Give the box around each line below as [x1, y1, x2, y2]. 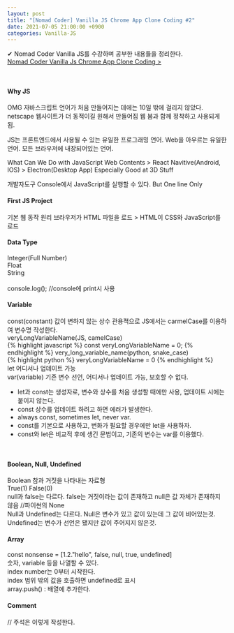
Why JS [7, 87, 31, 95]
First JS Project [7, 197, 53, 205]
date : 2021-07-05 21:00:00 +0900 [7, 23, 105, 30]
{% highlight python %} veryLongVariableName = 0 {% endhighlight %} [7, 356, 214, 364]
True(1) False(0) [7, 484, 53, 493]
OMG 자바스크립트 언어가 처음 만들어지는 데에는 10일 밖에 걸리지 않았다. [7, 103, 204, 112]
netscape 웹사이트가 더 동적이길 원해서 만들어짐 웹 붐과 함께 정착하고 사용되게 [7, 112, 220, 121]
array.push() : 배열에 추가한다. [7, 585, 91, 593]
